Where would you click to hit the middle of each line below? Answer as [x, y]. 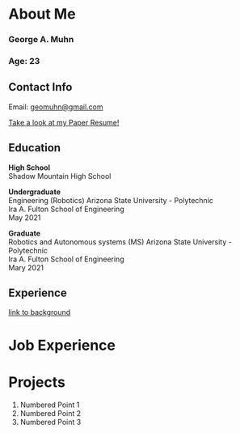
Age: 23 [24, 62]
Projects [37, 382]
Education [35, 148]
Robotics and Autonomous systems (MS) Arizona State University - [120, 242]
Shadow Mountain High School [60, 176]
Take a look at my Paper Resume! [64, 122]
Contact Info [40, 87]
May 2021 [25, 217]
